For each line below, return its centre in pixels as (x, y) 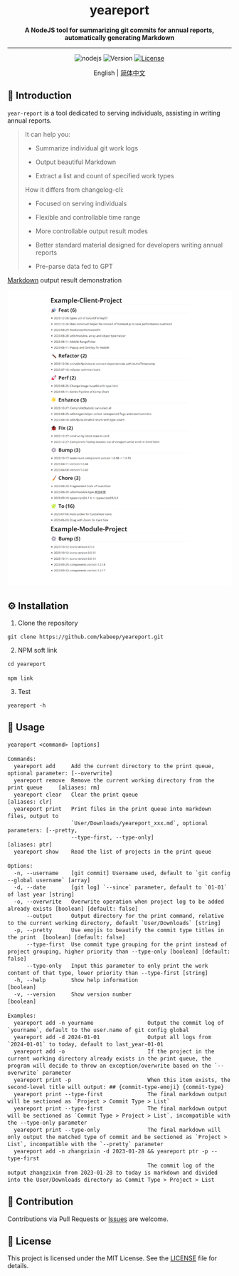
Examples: (22, 1016)
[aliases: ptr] (30, 844)
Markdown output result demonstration (65, 280)
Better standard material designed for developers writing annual (129, 245)
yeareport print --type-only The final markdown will (117, 1130)
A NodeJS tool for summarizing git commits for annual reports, (119, 30)
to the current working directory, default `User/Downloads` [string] (114, 923)
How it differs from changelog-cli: (74, 189)
